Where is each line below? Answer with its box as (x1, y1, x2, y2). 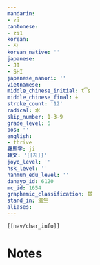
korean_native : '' (7, 49, 60, 56)
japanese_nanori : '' (7, 74, 67, 82)
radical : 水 (7, 107, 41, 114)
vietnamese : (7, 81, 41, 88)
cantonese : (7, 23, 39, 30)
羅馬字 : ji (7, 146, 36, 153)
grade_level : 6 (7, 119, 51, 127)
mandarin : (7, 10, 36, 17)
